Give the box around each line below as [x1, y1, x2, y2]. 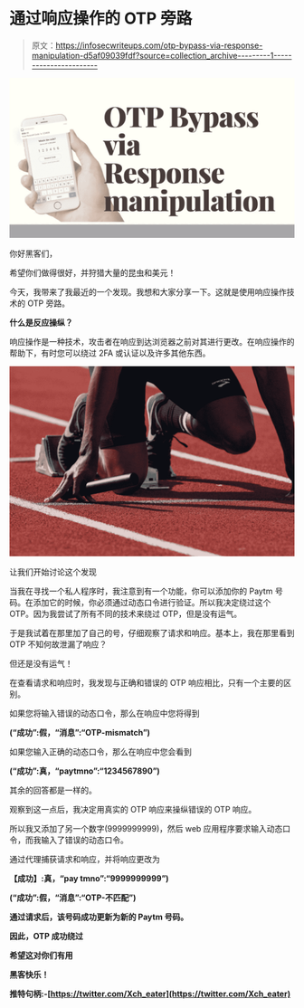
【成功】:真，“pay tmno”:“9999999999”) [9, 873, 169, 884]
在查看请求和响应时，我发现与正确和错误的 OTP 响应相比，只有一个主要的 [9, 678, 284, 689]
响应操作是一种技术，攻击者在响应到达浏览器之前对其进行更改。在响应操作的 [9, 337, 295, 347]
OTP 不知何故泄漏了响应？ [9, 639, 108, 650]
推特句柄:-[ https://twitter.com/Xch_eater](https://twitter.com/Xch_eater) [9, 988, 291, 1000]
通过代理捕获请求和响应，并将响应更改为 [9, 854, 160, 865]
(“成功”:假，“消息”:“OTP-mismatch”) [9, 727, 151, 738]
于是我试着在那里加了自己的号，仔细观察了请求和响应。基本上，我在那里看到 [9, 628, 295, 639]
